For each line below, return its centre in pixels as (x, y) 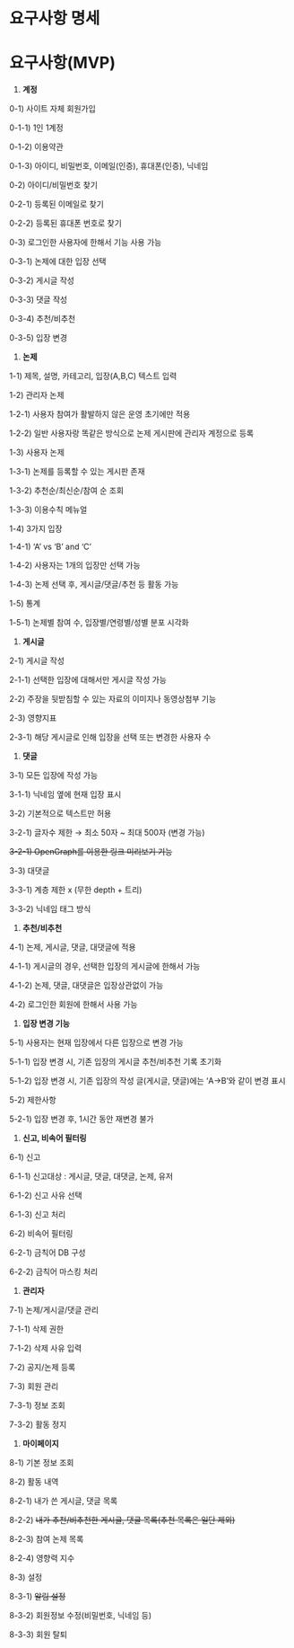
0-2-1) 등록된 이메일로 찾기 (57, 204)
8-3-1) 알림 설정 (38, 1597)
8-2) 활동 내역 (34, 1482)
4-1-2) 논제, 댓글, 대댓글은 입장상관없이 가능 (86, 986)
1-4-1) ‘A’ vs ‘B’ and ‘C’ (51, 547)
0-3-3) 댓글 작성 (39, 300)
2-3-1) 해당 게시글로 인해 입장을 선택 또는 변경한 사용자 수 (110, 737)
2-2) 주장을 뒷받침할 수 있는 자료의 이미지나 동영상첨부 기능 (113, 699)
